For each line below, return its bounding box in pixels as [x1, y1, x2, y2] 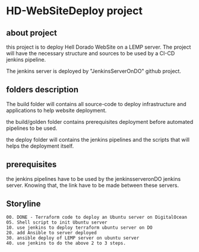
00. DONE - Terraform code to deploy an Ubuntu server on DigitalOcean [6, 215, 187, 221]
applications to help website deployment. [6, 107, 107, 114]
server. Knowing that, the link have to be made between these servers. [6, 181, 179, 189]
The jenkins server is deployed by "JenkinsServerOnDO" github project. [6, 68, 181, 75]
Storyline [6, 199, 41, 209]
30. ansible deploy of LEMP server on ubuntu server [6, 235, 140, 241]
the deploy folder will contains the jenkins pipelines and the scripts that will [6, 136, 190, 143]
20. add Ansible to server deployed [6, 230, 97, 236]
